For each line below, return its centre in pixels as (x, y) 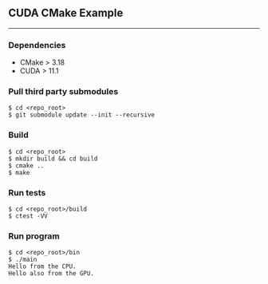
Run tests (27, 192)
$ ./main (23, 260)
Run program (34, 236)
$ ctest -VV (28, 216)
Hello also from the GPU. (51, 274)
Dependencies (37, 45)
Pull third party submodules (63, 92)
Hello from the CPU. (43, 266)
